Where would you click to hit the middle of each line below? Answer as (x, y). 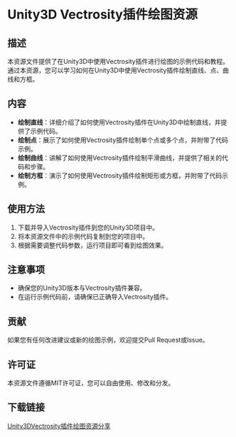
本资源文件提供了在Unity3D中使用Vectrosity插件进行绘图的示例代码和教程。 (118, 61)
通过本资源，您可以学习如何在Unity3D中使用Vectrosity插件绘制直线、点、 (115, 70)
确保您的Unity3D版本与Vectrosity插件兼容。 (82, 288)
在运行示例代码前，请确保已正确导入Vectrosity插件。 (95, 297)
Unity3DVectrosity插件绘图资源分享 (59, 426)
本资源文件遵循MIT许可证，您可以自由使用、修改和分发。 (91, 383)
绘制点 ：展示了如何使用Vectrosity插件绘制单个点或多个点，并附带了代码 (123, 140)
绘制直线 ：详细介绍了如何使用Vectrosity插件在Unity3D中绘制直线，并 (119, 122)
